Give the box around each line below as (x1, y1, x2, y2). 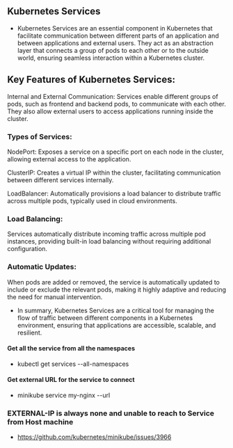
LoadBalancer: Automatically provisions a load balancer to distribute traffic (7, 189, 221, 198)
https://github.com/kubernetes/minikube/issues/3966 (17, 433, 172, 441)
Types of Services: (7, 131, 72, 141)
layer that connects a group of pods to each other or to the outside (17, 46, 209, 54)
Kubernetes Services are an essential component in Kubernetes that (17, 24, 214, 32)
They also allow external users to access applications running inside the (7, 107, 214, 115)
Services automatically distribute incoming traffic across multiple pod (7, 230, 207, 239)
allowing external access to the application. (7, 154, 131, 163)
